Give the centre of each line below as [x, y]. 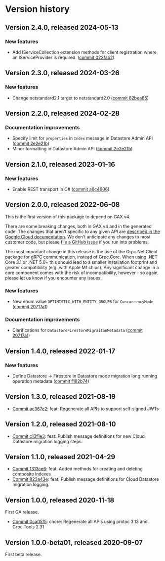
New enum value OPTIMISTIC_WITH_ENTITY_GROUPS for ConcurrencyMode [83, 302]
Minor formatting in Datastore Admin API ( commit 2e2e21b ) [72, 149]
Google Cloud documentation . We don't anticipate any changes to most [78, 236]
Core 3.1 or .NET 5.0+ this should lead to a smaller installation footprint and [81, 262]
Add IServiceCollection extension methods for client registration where [84, 52]
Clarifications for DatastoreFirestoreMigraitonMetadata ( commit [78, 330]
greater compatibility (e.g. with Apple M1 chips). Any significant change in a [82, 267]
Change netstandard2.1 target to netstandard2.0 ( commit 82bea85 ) [81, 98]
